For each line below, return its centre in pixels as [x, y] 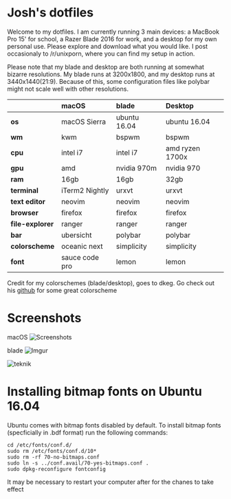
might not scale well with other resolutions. [68, 89]
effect [15, 489]
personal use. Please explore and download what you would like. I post [108, 46]
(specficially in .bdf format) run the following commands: [88, 432]
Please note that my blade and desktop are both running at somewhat [106, 67]
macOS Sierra [84, 122]
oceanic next [82, 246]
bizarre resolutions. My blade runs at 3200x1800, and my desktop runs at [111, 74]
